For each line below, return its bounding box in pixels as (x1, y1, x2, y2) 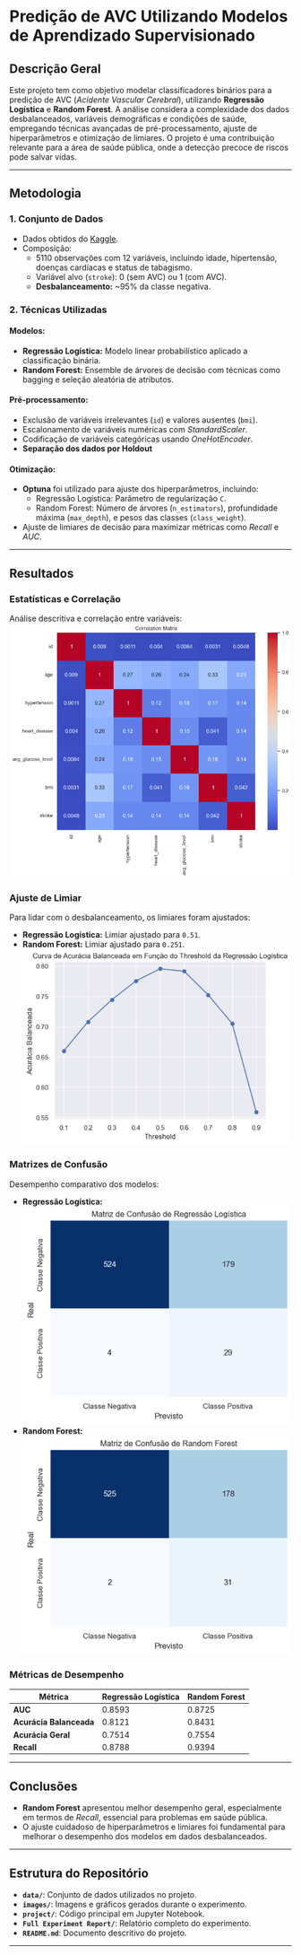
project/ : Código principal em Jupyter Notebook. (21, 1908, 205, 1919)
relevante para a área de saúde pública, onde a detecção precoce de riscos (9, 142, 289, 153)
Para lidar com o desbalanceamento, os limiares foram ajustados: (9, 912, 251, 922)
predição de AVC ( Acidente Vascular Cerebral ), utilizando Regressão (9, 94, 264, 105)
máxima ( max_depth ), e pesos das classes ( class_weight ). (35, 512, 246, 523)
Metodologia (9, 186, 82, 201)
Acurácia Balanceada (13, 1716, 95, 1728)
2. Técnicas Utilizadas (9, 303, 107, 316)
